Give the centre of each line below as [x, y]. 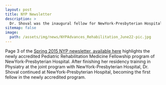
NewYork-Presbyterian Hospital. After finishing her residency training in [78, 61]
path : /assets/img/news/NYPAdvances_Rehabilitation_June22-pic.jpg [81, 37]
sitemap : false [21, 28]
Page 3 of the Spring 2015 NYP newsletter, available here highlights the [78, 51]
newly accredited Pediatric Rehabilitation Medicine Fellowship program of [80, 56]
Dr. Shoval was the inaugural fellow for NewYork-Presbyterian [76, 23]
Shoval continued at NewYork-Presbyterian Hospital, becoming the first [78, 72]
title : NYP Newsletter [28, 14]
